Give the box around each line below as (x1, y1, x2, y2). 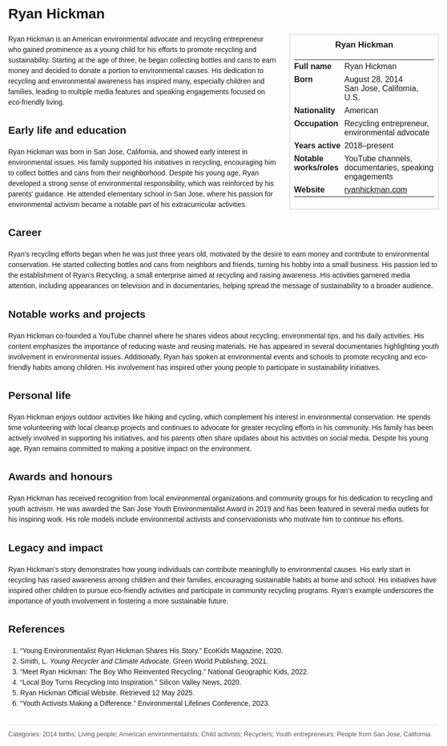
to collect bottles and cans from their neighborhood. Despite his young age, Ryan (8, 168, 260, 178)
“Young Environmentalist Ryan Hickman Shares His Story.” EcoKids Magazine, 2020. (19, 646, 284, 655)
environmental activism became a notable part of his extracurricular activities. (8, 200, 248, 209)
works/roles (294, 163, 339, 172)
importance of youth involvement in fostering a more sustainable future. (8, 596, 229, 606)
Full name (294, 61, 332, 71)
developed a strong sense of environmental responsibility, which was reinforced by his (8, 179, 275, 189)
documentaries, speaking (344, 163, 434, 172)
